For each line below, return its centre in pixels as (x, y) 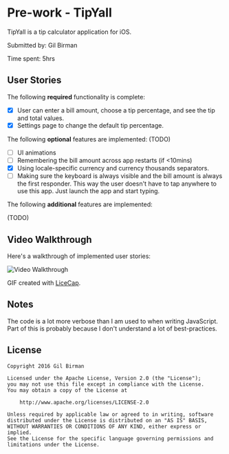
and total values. (41, 118)
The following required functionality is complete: (76, 97)
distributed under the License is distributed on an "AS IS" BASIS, (107, 420)
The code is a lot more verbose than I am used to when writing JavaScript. (112, 321)
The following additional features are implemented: (80, 204)
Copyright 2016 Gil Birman (46, 366)
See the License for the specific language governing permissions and (110, 438)
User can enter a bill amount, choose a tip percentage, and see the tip (116, 110)
